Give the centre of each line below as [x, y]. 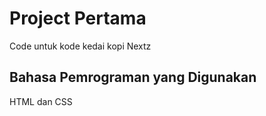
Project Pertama [78, 18]
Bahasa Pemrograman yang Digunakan [133, 77]
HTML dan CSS [41, 101]
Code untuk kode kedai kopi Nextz [80, 46]
